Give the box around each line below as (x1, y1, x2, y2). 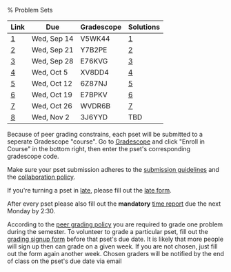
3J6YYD (80, 113, 108, 122)
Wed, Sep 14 (31, 34, 74, 43)
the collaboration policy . (7, 173, 76, 181)
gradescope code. (7, 152, 60, 160)
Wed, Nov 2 (31, 113, 70, 122)
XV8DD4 (80, 68, 109, 77)
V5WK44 (80, 34, 110, 43)
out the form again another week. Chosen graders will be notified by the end (7, 250, 224, 258)
